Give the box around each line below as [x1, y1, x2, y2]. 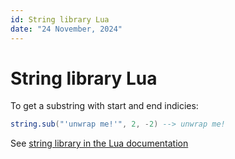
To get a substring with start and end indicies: [10, 100, 199, 112]
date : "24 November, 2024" [10, 24, 123, 34]
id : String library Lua [10, 14, 110, 25]
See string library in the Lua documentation [10, 137, 189, 150]
